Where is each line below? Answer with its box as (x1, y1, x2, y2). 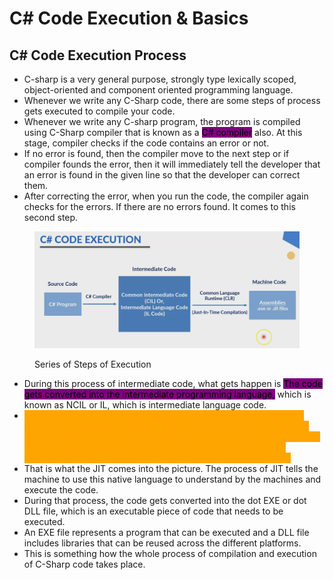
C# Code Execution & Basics (9, 7, 249, 30)
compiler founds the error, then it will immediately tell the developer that (23, 158, 321, 170)
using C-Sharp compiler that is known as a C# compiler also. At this (23, 127, 303, 138)
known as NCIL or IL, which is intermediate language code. (23, 398, 267, 411)
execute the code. (23, 483, 99, 496)
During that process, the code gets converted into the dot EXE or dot (23, 494, 307, 506)
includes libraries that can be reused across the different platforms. (23, 537, 302, 549)
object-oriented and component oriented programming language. (23, 84, 294, 96)
